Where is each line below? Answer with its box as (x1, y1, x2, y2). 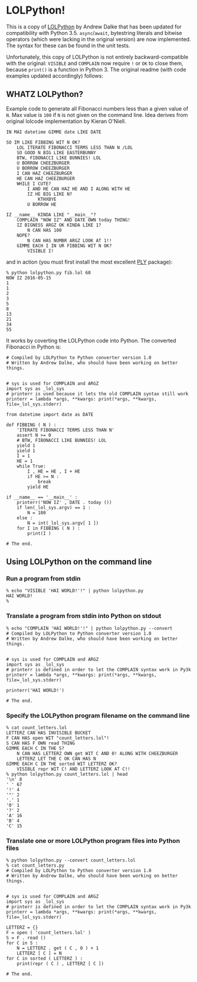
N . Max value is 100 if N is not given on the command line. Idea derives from (6, 111, 188, 118)
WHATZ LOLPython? (6, 89, 84, 99)
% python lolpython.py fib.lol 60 (6, 269, 91, 275)
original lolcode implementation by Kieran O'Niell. (6, 118, 126, 125)
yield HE (27, 484, 49, 490)
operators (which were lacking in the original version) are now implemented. (6, 35, 191, 43)
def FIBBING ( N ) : (6, 422, 57, 428)
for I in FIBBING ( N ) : (17, 525, 81, 531)
